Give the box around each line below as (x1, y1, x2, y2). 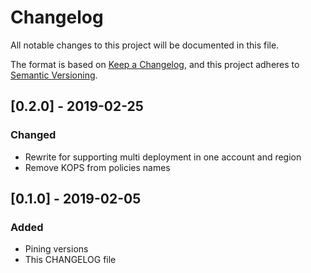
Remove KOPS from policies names (24, 161, 171, 173)
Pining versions (24, 243, 89, 255)
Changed (10, 128, 57, 142)
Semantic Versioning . (10, 69, 98, 81)
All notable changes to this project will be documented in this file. (10, 39, 280, 51)
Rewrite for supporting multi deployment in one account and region (24, 151, 302, 163)
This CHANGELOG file (24, 254, 117, 266)
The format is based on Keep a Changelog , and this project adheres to (10, 58, 300, 70)
